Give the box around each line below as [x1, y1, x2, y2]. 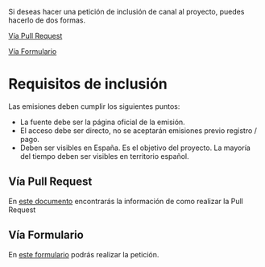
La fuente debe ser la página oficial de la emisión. [19, 117, 185, 127]
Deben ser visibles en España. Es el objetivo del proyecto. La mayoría [19, 143, 251, 152]
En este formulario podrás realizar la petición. [8, 249, 159, 259]
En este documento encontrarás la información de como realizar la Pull [8, 196, 243, 206]
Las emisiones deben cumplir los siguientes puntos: [8, 101, 180, 111]
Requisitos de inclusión [8, 75, 168, 94]
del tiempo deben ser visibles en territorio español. [19, 151, 189, 161]
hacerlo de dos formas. [8, 15, 86, 25]
